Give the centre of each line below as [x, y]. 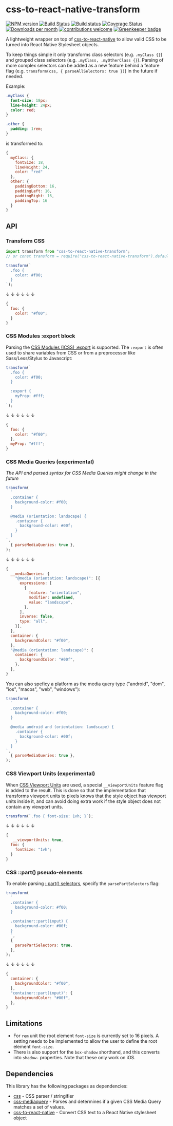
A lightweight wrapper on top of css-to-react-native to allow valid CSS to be [86, 39]
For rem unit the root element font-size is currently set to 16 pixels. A [86, 1036]
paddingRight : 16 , [35, 196]
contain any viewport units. [34, 806]
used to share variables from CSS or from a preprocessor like [71, 352]
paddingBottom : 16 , [36, 186]
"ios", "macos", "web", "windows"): [43, 689]
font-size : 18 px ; [29, 100]
